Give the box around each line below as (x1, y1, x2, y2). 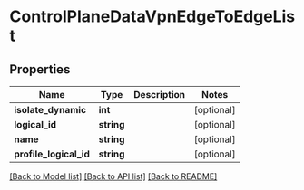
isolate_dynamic (14, 104, 87, 116)
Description (133, 89, 186, 100)
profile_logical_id (14, 147, 91, 160)
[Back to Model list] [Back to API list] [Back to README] (9, 171, 218, 182)
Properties (9, 62, 71, 77)
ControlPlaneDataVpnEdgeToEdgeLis (9, 6, 296, 27)
